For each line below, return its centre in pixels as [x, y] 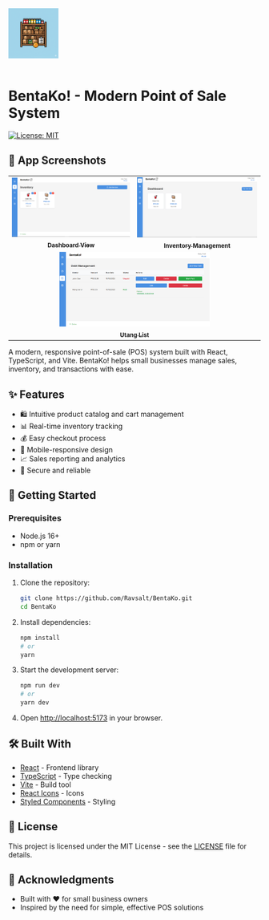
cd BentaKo [38, 606]
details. [20, 854]
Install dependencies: [55, 622]
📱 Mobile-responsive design [66, 450]
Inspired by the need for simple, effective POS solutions [112, 908]
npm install [40, 638]
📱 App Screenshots [57, 161]
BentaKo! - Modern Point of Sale [117, 96]
